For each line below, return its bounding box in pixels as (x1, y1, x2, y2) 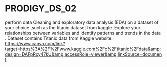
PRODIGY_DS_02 (5, 3, 77, 14)
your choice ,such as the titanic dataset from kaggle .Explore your (5, 24, 141, 30)
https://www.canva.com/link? (5, 40, 66, 46)
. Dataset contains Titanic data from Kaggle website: (5, 35, 113, 41)
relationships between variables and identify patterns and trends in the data (5, 30, 161, 36)
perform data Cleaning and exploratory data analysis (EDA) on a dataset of (5, 19, 159, 25)
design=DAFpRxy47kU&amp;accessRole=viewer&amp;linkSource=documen (5, 51, 162, 57)
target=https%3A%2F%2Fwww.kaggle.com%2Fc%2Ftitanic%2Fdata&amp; (5, 46, 161, 52)
